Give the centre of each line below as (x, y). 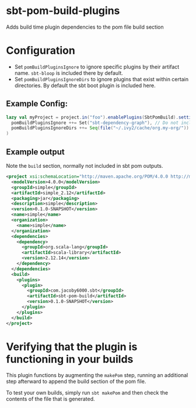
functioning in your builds (70, 359)
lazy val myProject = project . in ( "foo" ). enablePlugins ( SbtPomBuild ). (92, 117)
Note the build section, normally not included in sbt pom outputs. (85, 166)
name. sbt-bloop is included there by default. (69, 73)
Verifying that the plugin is (72, 347)
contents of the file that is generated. (50, 399)
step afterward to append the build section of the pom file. (76, 382)
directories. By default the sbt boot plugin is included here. (85, 85)
